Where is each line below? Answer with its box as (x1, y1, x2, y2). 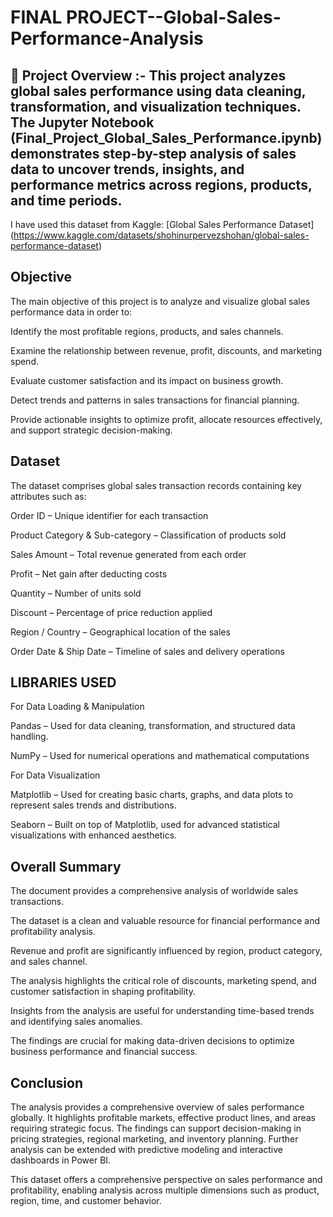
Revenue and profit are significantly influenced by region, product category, (10, 945, 323, 957)
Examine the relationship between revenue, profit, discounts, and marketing (10, 344, 323, 356)
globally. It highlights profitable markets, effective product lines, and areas (10, 1112, 316, 1124)
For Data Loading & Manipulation (10, 701, 145, 713)
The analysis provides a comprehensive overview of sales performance (10, 1101, 305, 1113)
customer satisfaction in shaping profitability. (10, 986, 197, 998)
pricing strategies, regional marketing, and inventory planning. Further (10, 1133, 299, 1145)
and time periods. (10, 192, 123, 209)
